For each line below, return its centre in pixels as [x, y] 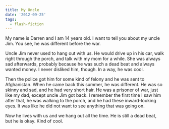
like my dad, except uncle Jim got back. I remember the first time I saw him [83, 95]
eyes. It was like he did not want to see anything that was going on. [75, 106]
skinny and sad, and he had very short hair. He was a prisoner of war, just [82, 90]
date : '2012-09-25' [26, 15]
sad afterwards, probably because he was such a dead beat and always [80, 64]
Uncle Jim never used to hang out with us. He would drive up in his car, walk [84, 53]
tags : [11, 19]
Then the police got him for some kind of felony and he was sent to [75, 79]
